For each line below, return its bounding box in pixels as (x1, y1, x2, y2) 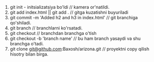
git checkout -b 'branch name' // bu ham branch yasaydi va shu (9, 35, 141, 41)
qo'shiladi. (9, 20, 31, 26)
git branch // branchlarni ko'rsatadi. (9, 25, 83, 31)
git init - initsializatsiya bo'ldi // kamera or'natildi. (9, 4, 110, 10)
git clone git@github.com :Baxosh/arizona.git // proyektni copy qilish (9, 46, 150, 52)
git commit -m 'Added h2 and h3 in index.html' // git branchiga (9, 15, 138, 20)
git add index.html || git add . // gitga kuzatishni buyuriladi (9, 9, 129, 15)
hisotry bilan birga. (9, 51, 49, 57)
